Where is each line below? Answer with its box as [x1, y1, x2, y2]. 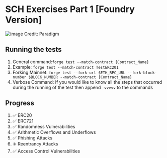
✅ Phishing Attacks [12, 134, 53, 141]
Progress [5, 99, 34, 107]
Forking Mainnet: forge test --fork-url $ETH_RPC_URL [12, 69, 126, 75]
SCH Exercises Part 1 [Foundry [5, 4, 135, 15]
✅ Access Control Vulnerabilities [12, 148, 80, 154]
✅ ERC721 [12, 118, 34, 124]
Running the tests [5, 45, 62, 54]
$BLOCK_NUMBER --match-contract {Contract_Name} [28, 74, 132, 80]
